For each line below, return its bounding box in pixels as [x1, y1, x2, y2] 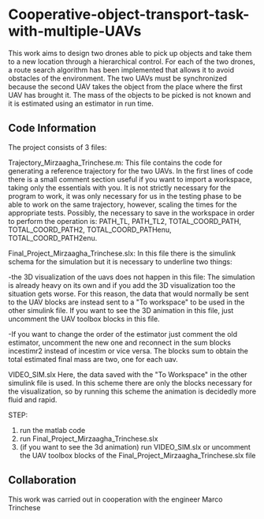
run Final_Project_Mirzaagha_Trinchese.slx [19, 434, 158, 443]
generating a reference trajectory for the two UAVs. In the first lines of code [8, 166, 254, 175]
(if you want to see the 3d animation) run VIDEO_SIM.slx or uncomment [19, 442, 251, 451]
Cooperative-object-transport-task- [8, 6, 250, 24]
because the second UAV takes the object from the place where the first [8, 81, 243, 91]
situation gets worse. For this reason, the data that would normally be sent [8, 289, 249, 298]
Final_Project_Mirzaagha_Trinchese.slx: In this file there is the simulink [8, 248, 236, 258]
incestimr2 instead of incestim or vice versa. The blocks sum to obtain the [8, 345, 248, 356]
